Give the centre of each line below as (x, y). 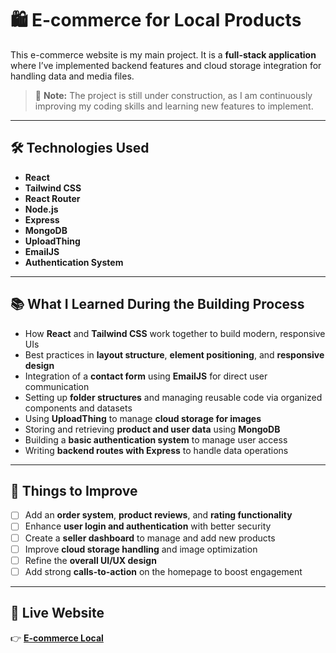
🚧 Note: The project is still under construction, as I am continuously (173, 95)
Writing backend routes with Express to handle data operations (156, 450)
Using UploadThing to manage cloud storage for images (143, 418)
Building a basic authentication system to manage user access (156, 439)
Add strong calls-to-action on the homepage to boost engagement (163, 571)
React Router (52, 198)
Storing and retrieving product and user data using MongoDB (152, 429)
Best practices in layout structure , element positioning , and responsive (174, 354)
